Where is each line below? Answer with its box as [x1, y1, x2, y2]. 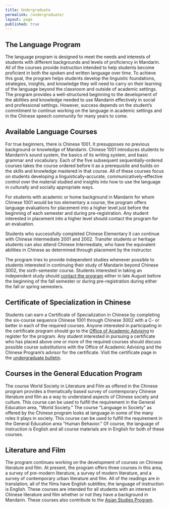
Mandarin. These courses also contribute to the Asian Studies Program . [5, 497, 154, 503]
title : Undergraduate [5, 7, 51, 13]
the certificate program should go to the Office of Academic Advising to [5, 328, 154, 334]
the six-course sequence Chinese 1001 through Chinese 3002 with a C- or [5, 317, 160, 323]
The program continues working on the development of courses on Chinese [5, 459, 163, 465]
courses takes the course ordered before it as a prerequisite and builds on [5, 163, 159, 169]
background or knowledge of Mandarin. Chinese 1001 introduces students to [5, 146, 164, 152]
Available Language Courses [5, 128, 97, 136]
